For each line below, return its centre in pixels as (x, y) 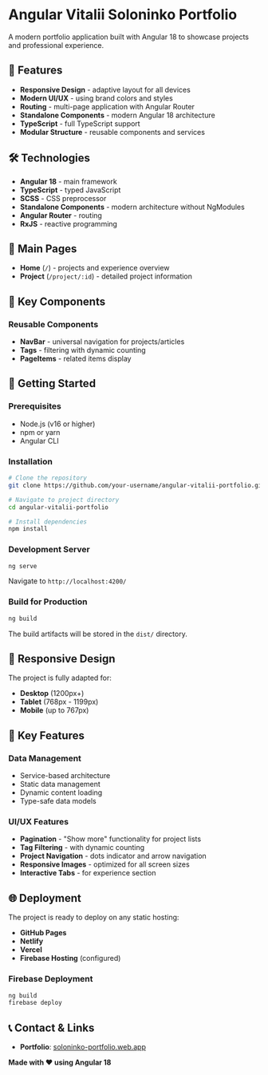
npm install (28, 529)
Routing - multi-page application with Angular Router (107, 106)
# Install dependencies (48, 522)
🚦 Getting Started (52, 383)
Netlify (32, 941)
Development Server (49, 550)
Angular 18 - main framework (68, 181)
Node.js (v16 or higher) (57, 424)
